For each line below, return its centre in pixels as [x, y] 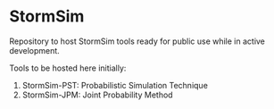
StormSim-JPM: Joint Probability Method [97, 95]
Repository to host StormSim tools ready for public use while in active [137, 41]
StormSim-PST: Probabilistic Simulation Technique [115, 85]
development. [34, 50]
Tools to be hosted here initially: [68, 68]
